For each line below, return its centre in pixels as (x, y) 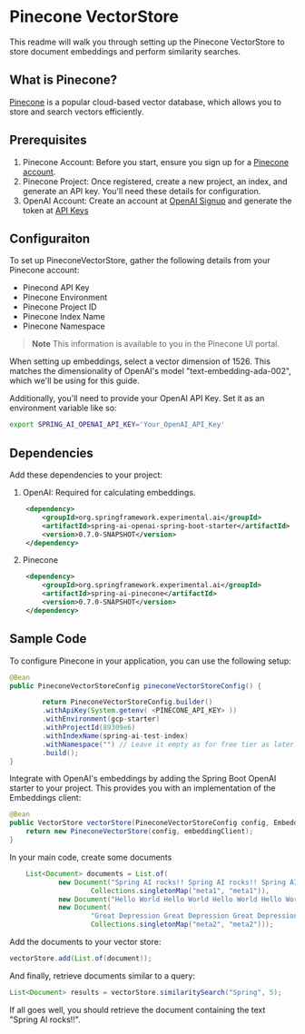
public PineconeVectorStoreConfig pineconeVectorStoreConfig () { (135, 686)
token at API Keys (55, 210)
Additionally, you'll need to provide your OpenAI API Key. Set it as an (137, 399)
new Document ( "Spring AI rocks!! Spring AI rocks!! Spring (172, 882)
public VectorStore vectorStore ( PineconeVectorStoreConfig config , (140, 823)
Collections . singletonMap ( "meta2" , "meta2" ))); (182, 925)
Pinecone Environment (65, 298)
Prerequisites (48, 140)
